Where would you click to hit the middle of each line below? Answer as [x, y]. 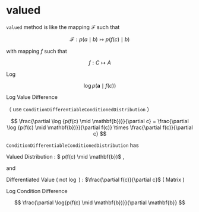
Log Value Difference [32, 97]
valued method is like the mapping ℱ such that [63, 27]
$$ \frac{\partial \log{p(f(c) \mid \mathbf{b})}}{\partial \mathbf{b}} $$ [100, 203]
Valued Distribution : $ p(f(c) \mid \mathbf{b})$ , [65, 156]
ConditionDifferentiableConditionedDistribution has [72, 145]
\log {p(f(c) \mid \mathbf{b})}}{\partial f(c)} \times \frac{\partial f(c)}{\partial [100, 127]
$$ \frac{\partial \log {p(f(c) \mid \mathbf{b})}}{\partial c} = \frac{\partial [100, 121]
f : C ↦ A [100, 62]
